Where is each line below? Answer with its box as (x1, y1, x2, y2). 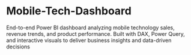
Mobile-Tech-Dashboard (6, 4, 132, 18)
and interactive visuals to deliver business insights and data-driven (6, 36, 172, 44)
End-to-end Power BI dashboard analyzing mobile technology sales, (6, 24, 175, 31)
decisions (6, 43, 30, 50)
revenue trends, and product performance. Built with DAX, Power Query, (6, 30, 185, 37)
